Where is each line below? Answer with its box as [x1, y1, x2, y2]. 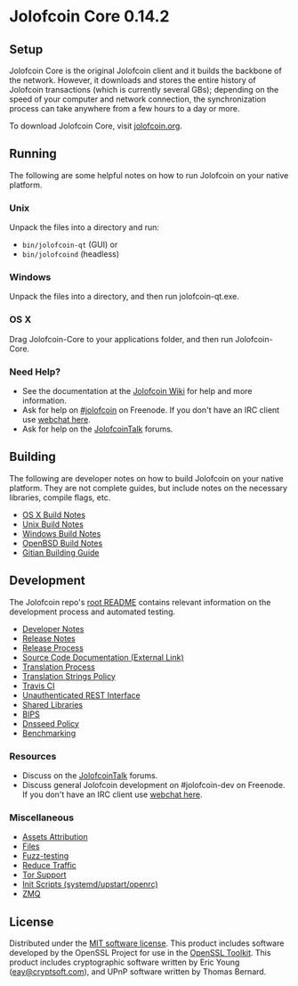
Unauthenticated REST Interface [21, 689, 141, 701]
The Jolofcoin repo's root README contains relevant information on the [9, 596, 271, 607]
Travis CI [21, 680, 55, 691]
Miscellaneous [9, 811, 74, 824]
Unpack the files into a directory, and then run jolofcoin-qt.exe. [9, 292, 240, 302]
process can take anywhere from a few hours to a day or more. [9, 103, 240, 113]
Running [9, 146, 58, 161]
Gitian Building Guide [21, 546, 100, 558]
